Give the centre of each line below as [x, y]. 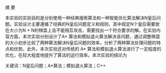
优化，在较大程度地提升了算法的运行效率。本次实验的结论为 [66, 55]
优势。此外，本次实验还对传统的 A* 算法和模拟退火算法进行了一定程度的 [87, 49]
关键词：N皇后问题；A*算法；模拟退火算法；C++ [55, 66]
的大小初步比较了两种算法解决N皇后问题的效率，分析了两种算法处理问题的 [81, 43]
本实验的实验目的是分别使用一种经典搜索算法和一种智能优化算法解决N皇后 [81, 18]
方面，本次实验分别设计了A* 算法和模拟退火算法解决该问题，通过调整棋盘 [85, 36]
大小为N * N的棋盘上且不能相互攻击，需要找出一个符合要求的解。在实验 [83, 30]
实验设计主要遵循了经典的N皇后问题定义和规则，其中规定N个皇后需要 [84, 24]
